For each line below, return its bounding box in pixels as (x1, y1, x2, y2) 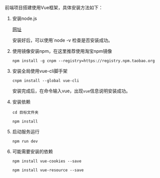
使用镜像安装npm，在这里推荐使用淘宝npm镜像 (12, 48, 112, 54)
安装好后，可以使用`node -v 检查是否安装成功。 (12, 37, 113, 43)
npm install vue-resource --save (12, 168, 84, 173)
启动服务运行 (12, 129, 39, 134)
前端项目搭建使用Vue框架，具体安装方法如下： (5, 5, 104, 10)
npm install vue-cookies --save (12, 159, 82, 164)
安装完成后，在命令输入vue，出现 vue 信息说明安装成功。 (12, 88, 131, 94)
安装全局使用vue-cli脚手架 (12, 68, 68, 74)
